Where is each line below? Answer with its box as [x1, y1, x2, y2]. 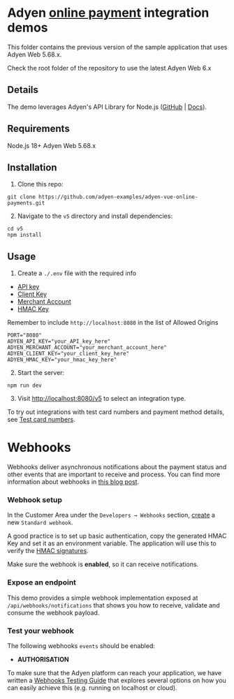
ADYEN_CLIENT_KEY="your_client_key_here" [7, 351, 130, 358]
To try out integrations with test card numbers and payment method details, [7, 408, 225, 416]
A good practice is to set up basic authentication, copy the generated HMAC [7, 532, 227, 540]
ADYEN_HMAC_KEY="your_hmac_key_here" [7, 356, 117, 364]
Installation [7, 161, 57, 173]
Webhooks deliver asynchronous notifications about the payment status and [7, 463, 227, 471]
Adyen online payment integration [7, 5, 210, 21]
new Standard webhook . [7, 518, 73, 527]
